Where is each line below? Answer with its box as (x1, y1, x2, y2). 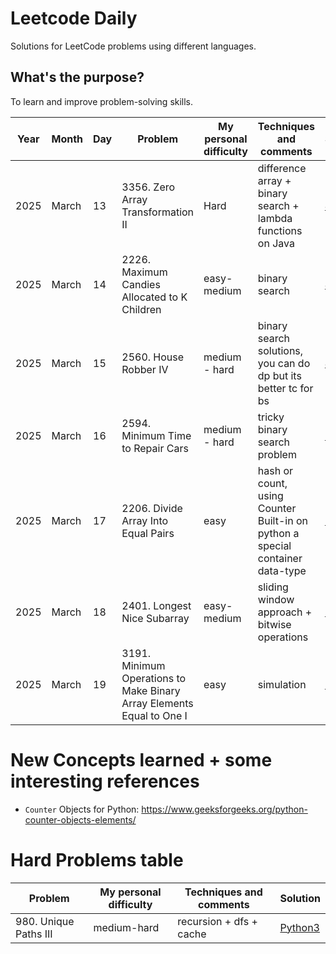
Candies (121, 277, 161, 291)
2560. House (121, 350, 185, 364)
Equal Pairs (121, 526, 175, 540)
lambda (257, 211, 293, 225)
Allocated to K (121, 290, 188, 304)
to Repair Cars (121, 441, 189, 455)
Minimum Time (121, 428, 192, 442)
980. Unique (15, 914, 75, 928)
